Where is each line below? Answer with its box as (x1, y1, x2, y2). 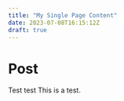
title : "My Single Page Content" (8, 11, 118, 20)
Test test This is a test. (8, 85, 81, 95)
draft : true (8, 26, 47, 34)
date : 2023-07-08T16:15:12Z (8, 19, 100, 27)
